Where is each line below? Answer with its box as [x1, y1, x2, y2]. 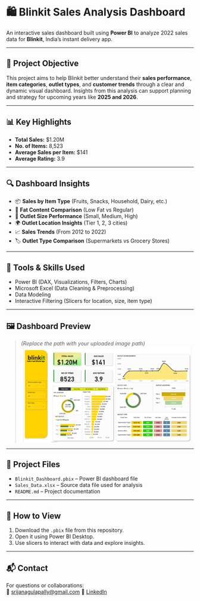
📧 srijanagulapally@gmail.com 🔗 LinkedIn [6, 588, 107, 596]
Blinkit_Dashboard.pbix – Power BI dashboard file [14, 475, 138, 482]
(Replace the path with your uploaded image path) [20, 340, 145, 347]
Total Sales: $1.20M [14, 136, 64, 143]
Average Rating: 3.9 [14, 155, 65, 162]
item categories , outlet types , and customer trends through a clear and [6, 81, 185, 88]
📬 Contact [6, 563, 48, 573]
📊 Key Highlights [6, 117, 71, 127]
